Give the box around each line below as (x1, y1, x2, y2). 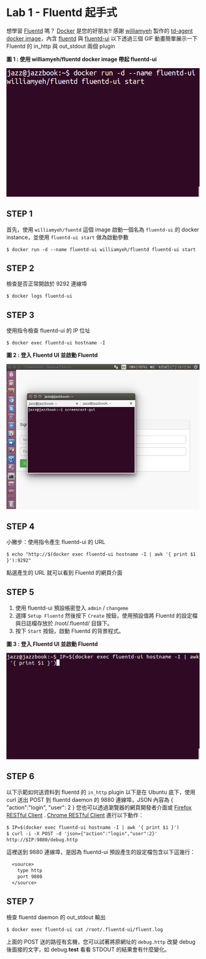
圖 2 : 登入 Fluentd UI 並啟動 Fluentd (6, 351, 98, 359)
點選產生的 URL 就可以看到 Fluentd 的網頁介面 (6, 569, 123, 577)
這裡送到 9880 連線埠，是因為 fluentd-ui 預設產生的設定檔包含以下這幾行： (6, 848, 196, 855)
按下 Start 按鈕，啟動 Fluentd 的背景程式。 (15, 627, 124, 634)
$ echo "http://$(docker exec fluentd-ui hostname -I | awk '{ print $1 (6, 551, 196, 557)
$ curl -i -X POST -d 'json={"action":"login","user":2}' (6, 830, 158, 837)
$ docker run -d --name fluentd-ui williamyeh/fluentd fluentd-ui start (6, 246, 196, 252)
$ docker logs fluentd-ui (6, 293, 72, 300)
